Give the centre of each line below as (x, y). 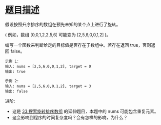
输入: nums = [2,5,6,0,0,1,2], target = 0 (48, 66)
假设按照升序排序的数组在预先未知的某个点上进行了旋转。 (63, 24)
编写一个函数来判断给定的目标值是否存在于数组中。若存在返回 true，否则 (78, 45)
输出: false (16, 91)
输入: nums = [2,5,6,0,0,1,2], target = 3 (48, 86)
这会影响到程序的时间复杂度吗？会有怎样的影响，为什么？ (70, 117)
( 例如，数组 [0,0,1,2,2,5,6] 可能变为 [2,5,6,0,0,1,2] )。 (58, 35)
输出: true (15, 71)
